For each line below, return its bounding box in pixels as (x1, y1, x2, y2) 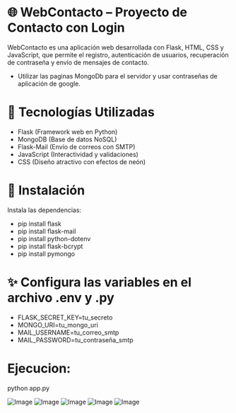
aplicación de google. (17, 79, 81, 88)
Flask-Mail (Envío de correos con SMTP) (17, 142, 136, 151)
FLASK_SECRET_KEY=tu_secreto (17, 313, 113, 322)
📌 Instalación (7, 182, 85, 199)
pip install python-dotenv (17, 234, 91, 243)
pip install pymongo (17, 249, 76, 258)
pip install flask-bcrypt (17, 242, 83, 250)
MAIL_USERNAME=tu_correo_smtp (17, 328, 119, 337)
